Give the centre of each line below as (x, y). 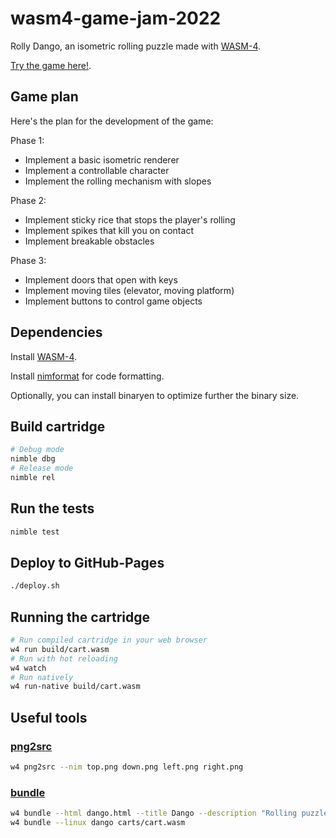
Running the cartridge (80, 617)
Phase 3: (28, 260)
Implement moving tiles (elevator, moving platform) (129, 290)
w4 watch (28, 668)
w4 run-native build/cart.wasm (75, 687)
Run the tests (52, 508)
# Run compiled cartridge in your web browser (109, 640)
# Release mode (42, 468)
